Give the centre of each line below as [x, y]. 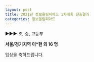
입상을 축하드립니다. [24, 55]
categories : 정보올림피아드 [30, 19]
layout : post [19, 10]
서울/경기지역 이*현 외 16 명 [32, 44]
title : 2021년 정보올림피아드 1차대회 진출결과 [47, 14]
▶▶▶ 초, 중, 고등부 [24, 34]
